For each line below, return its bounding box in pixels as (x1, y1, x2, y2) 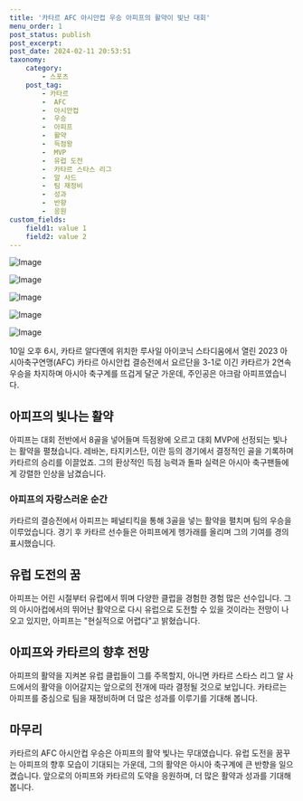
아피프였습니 (242, 368, 288, 379)
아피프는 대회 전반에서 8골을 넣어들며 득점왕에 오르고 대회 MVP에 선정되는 (9, 434, 271, 445)
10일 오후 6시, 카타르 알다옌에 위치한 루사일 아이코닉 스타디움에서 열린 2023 (9, 346, 279, 357)
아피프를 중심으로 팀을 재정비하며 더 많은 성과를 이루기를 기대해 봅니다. (9, 693, 258, 704)
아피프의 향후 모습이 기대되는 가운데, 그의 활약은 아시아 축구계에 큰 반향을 (18, 758, 278, 769)
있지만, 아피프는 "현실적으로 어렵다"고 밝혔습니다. (25, 615, 201, 626)
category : (25, 64, 63, 73)
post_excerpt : (9, 38, 63, 48)
